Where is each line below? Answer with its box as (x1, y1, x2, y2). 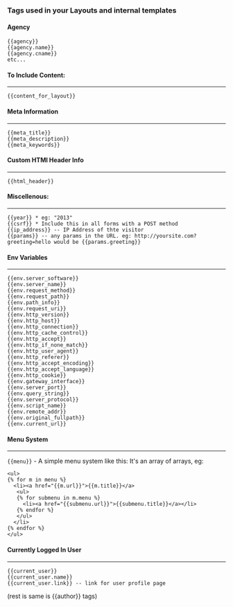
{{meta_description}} (7, 135, 70, 142)
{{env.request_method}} (7, 287, 76, 294)
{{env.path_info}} (7, 299, 60, 306)
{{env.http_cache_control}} (7, 330, 89, 337)
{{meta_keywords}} (7, 141, 60, 148)
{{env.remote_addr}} (7, 408, 67, 416)
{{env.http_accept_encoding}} (7, 360, 95, 367)
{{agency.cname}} (7, 51, 58, 58)
